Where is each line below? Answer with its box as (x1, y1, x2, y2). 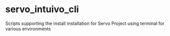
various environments (5, 25, 51, 31)
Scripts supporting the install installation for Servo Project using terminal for (5, 20, 165, 26)
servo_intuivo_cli (5, 4, 79, 15)
